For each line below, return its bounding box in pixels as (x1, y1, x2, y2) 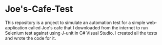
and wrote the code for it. (5, 35, 56, 41)
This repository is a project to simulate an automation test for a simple (5, 20, 145, 25)
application (5, 24, 28, 30)
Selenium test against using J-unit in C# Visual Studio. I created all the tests (5, 30, 158, 36)
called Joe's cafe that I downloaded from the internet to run (28, 24, 148, 30)
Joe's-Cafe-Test (5, 3, 73, 15)
